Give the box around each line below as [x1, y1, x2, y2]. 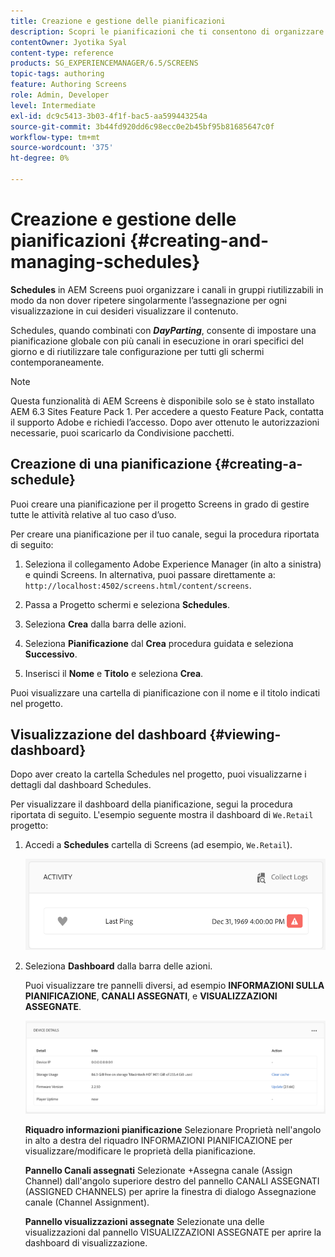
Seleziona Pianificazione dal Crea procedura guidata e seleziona [24, 637, 294, 649]
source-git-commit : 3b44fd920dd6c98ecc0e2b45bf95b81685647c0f [10, 121, 275, 132]
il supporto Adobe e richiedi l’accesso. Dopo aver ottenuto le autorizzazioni [10, 416, 320, 428]
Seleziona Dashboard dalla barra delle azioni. [24, 960, 213, 972]
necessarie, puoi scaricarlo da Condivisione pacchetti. [10, 426, 235, 439]
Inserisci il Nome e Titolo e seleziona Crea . [24, 667, 204, 679]
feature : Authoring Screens [10, 80, 128, 90]
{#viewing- [209, 726, 282, 744]
